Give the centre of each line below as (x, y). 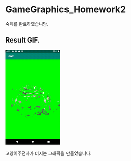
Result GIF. (23, 40)
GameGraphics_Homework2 (66, 9)
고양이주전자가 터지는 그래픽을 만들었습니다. (48, 153)
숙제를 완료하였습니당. (27, 24)
